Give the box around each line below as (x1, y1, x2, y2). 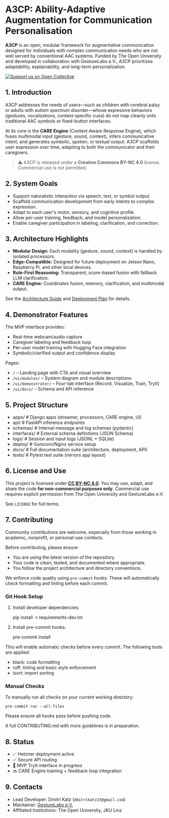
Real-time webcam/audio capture (12, 334, 82, 340)
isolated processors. (12, 253, 56, 260)
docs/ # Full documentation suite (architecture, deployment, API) (12, 446, 148, 452)
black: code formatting (12, 659, 60, 665)
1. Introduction (5, 88, 52, 97)
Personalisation (5, 25, 73, 37)
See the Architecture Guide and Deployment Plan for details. (5, 296, 131, 302)
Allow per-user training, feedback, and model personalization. (12, 215, 142, 221)
